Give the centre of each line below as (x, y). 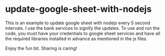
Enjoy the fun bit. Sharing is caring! (41, 48)
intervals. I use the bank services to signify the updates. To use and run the (82, 28)
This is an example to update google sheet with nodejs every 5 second (78, 23)
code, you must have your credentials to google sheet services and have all (83, 33)
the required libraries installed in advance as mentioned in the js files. (77, 39)
